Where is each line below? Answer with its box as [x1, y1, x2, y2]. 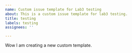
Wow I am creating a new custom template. [5, 42, 92, 48]
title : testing [5, 16, 36, 21]
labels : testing [5, 20, 38, 26]
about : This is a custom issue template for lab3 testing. [5, 12, 128, 16]
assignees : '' [5, 25, 34, 30]
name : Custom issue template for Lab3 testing [5, 7, 102, 12]
